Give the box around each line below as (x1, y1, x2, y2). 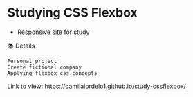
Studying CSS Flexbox (7, 5, 138, 21)
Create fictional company (7, 64, 82, 71)
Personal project (7, 58, 57, 64)
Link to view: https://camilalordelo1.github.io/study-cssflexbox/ (7, 82, 186, 90)
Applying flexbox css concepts (7, 69, 98, 77)
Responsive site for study (17, 28, 90, 36)
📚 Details (7, 42, 35, 50)
